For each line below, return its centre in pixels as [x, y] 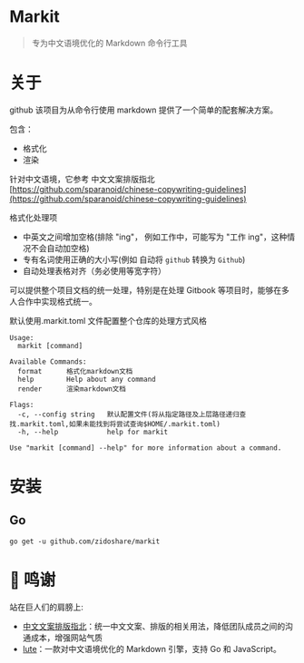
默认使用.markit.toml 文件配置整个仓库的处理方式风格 [108, 320]
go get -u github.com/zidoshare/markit [85, 541]
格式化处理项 [33, 217]
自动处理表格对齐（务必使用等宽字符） [94, 270]
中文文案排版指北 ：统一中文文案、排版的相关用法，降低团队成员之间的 [154, 626]
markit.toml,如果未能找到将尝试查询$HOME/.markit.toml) [120, 424]
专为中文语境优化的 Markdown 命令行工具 [109, 43]
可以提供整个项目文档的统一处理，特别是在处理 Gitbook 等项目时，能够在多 [150, 290]
